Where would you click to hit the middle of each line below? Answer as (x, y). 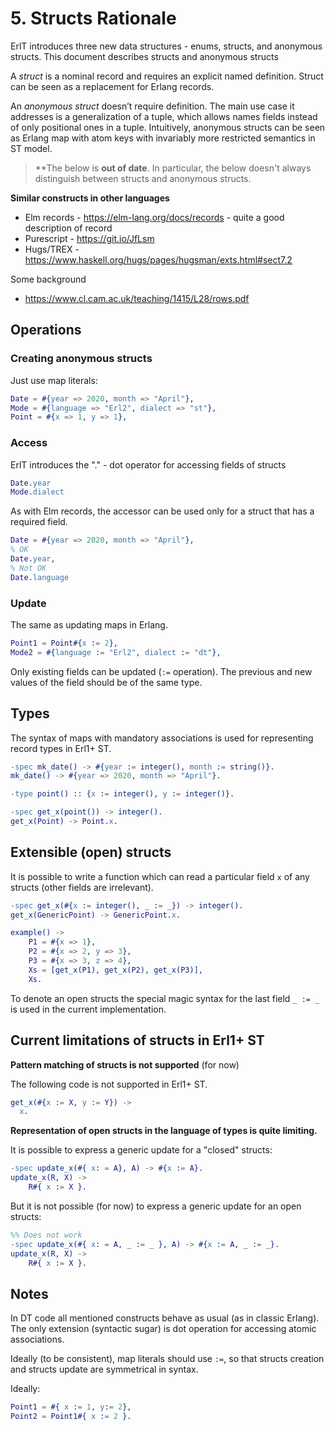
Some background (48, 279)
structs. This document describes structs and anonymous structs (144, 56)
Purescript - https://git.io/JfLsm (89, 238)
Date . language (40, 577)
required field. (39, 522)
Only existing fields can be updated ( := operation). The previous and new (161, 671)
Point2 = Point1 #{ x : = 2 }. (71, 1417)
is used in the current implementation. (88, 1009)
